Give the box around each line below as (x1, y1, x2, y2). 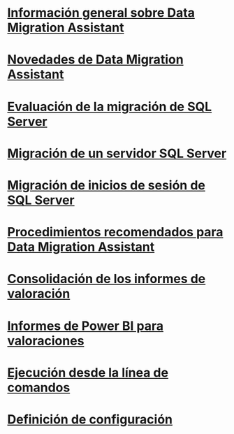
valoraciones (7, 333, 85, 349)
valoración (7, 286, 71, 302)
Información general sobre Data (7, 5, 196, 21)
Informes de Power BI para (7, 318, 164, 333)
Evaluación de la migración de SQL (7, 99, 212, 115)
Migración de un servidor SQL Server (7, 145, 227, 161)
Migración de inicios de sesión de (7, 177, 206, 193)
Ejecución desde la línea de (7, 365, 169, 380)
